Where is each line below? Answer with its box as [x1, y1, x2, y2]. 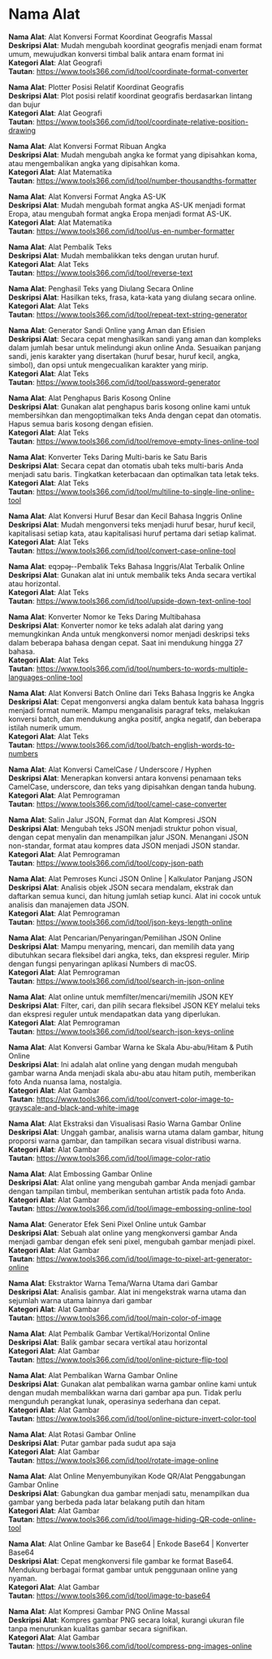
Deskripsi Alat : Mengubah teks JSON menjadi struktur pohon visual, [8, 823, 238, 833]
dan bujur [8, 99, 41, 109]
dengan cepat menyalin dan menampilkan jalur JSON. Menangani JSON [8, 832, 249, 842]
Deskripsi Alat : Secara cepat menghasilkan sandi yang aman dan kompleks [8, 334, 261, 344]
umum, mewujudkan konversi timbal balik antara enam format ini [8, 49, 225, 59]
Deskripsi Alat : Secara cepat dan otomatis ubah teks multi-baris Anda [8, 461, 244, 471]
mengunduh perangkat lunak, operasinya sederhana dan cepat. [8, 1396, 221, 1406]
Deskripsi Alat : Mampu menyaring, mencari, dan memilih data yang [8, 941, 235, 951]
